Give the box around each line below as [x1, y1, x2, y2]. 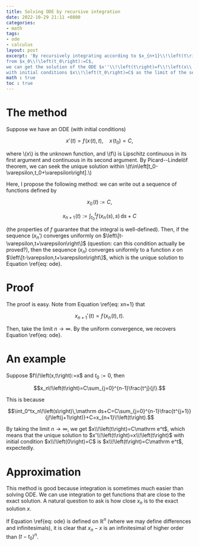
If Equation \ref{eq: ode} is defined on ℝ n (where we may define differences [6, 517, 191, 525]
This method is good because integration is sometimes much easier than [6, 485, 184, 492]
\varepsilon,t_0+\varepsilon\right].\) [6, 169, 92, 176]
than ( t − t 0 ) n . [6, 532, 38, 542]
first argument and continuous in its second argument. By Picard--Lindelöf [6, 156, 188, 163]
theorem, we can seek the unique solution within [6, 163, 124, 170]
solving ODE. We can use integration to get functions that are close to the [6, 491, 185, 499]
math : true [6, 75, 36, 81]
